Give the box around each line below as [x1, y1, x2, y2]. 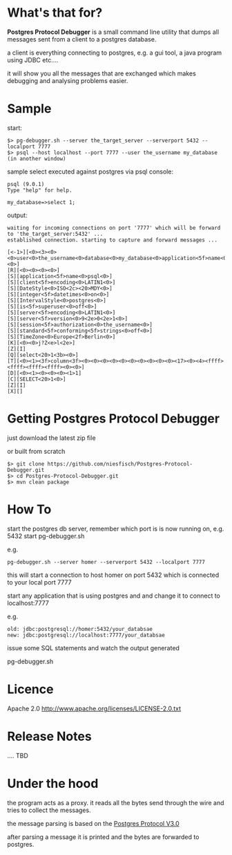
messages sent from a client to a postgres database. [7, 35, 157, 43]
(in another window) [7, 155, 67, 162]
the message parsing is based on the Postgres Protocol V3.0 [7, 819, 180, 827]
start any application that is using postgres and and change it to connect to [7, 591, 221, 600]
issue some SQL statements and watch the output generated [7, 643, 180, 652]
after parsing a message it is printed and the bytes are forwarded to [7, 832, 200, 841]
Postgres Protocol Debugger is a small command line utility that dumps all [7, 28, 220, 36]
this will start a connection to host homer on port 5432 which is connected [7, 571, 220, 579]
